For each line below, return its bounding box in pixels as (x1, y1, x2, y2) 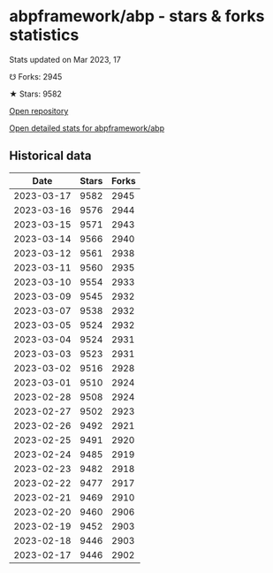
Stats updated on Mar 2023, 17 (9, 54, 121, 65)
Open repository (9, 105, 69, 116)
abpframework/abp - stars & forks (9, 6, 265, 27)
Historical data (9, 149, 92, 164)
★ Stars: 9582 (9, 88, 62, 99)
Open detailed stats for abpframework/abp (9, 122, 165, 134)
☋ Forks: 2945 (9, 71, 63, 81)
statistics (9, 25, 80, 45)
